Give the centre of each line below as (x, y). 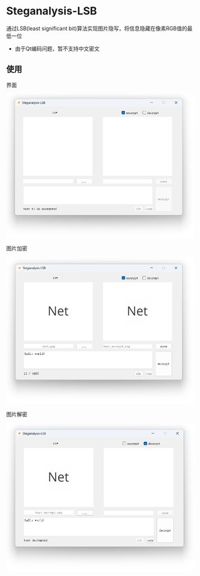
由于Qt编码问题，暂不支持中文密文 (57, 49)
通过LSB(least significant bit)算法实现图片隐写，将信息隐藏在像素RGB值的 (97, 28)
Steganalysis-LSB (52, 11)
